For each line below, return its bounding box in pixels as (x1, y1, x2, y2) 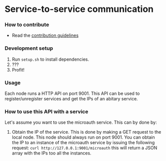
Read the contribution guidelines (11, 32, 79, 38)
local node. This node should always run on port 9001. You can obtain (11, 134, 155, 140)
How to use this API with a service (4, 108, 88, 115)
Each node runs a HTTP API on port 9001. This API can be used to (4, 90, 140, 96)
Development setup (4, 45, 53, 52)
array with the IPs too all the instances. (11, 150, 91, 156)
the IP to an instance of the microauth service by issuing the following (11, 140, 155, 146)
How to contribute (4, 21, 49, 28)
